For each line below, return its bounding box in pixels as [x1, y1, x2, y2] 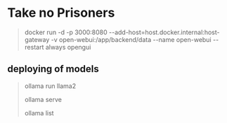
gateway [24, 35, 50, 43]
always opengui [45, 43, 91, 51]
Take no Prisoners [7, 5, 115, 21]
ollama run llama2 [24, 82, 76, 90]
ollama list [24, 108, 54, 117]
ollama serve [24, 95, 62, 103]
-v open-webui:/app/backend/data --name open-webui [51, 35, 212, 43]
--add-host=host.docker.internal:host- [108, 28, 220, 36]
